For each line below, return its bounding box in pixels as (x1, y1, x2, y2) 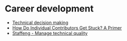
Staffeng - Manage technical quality (12, 30, 88, 36)
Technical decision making (12, 19, 68, 25)
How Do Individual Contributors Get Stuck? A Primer (12, 24, 122, 30)
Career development (5, 3, 94, 14)
